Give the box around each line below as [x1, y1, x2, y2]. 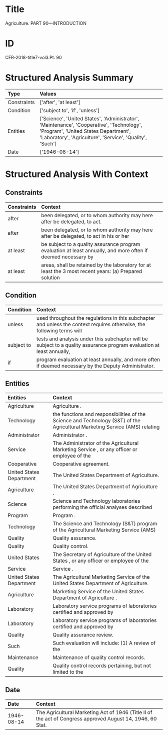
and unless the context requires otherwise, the [36, 321, 146, 328]
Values [39, 90, 56, 97]
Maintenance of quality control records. [52, 654, 145, 661]
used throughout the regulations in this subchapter [36, 314, 155, 321]
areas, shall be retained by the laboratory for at [41, 261, 151, 268]
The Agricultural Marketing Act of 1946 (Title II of [35, 709, 152, 716]
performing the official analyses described [52, 504, 152, 511]
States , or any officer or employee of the [52, 557, 149, 564]
